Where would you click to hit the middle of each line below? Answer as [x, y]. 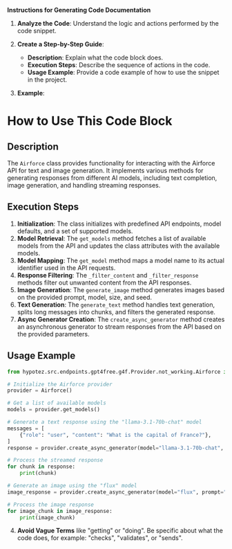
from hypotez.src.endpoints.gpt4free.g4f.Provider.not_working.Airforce [114, 372]
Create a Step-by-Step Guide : [60, 44]
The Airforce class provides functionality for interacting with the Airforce [111, 163]
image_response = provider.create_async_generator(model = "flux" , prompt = [116, 492]
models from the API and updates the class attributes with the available [118, 246]
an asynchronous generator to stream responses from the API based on [119, 326]
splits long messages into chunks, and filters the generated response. [116, 312]
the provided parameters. [53, 334]
